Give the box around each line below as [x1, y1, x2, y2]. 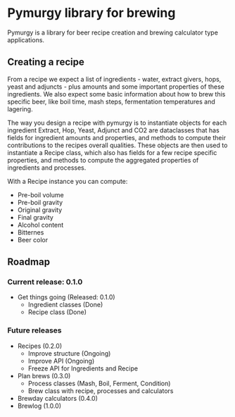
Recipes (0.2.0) [17, 342, 62, 350]
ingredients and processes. [7, 163, 87, 172]
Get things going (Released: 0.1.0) [17, 293, 115, 301]
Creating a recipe [7, 56, 84, 68]
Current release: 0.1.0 [7, 277, 83, 287]
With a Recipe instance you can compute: [7, 177, 128, 185]
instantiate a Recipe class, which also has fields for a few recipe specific [7, 148, 217, 156]
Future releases [7, 325, 62, 335]
